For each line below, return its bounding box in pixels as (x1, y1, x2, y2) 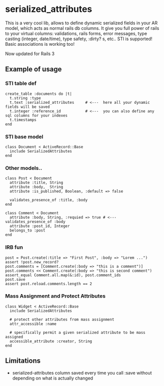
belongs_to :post (9, 228, 46, 233)
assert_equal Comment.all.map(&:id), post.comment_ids (5, 272, 121, 278)
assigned (5, 334, 23, 339)
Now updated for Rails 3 (5, 51, 55, 57)
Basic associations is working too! (5, 41, 75, 47)
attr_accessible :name (9, 321, 57, 326)
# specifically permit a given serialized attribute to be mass (9, 330, 146, 335)
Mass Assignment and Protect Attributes (5, 293, 106, 300)
